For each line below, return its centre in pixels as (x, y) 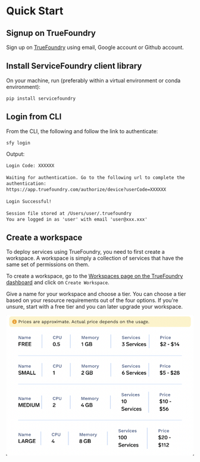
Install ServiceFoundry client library (74, 66)
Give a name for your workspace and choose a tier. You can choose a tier (96, 294)
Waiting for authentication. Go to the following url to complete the (96, 177)
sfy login (18, 143)
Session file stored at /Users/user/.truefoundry (69, 213)
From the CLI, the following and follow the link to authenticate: (82, 131)
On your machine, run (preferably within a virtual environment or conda (93, 80)
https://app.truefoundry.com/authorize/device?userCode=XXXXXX (86, 189)
